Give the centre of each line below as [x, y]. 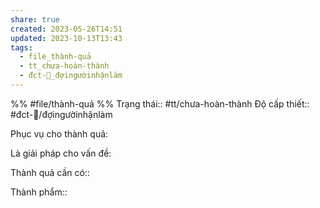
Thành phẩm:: [39, 192]
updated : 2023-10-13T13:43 [66, 38]
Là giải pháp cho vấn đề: [61, 153]
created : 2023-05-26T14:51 [66, 29]
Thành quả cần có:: [50, 172]
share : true [35, 19]
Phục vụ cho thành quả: [59, 133]
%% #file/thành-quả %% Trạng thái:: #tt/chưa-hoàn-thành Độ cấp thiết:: [160, 103]
